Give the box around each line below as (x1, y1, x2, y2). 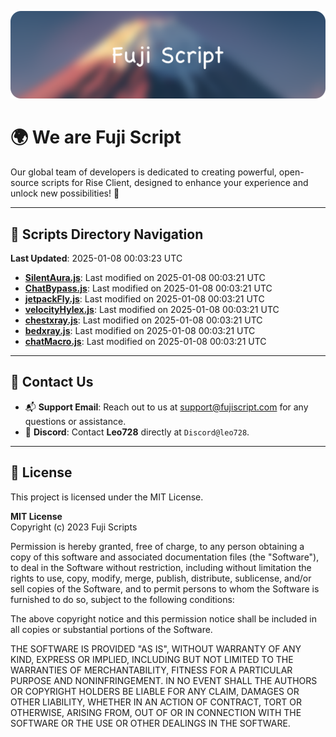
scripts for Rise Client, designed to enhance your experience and (41, 177, 309, 189)
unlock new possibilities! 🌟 (10, 187, 120, 200)
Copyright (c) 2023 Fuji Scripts (10, 521, 138, 533)
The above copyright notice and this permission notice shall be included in (10, 612, 317, 625)
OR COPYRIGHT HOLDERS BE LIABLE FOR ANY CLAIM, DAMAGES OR (10, 685, 300, 697)
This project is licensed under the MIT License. (10, 491, 204, 503)
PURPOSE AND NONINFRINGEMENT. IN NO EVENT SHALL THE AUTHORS (10, 674, 318, 686)
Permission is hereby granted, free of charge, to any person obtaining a (10, 540, 305, 552)
